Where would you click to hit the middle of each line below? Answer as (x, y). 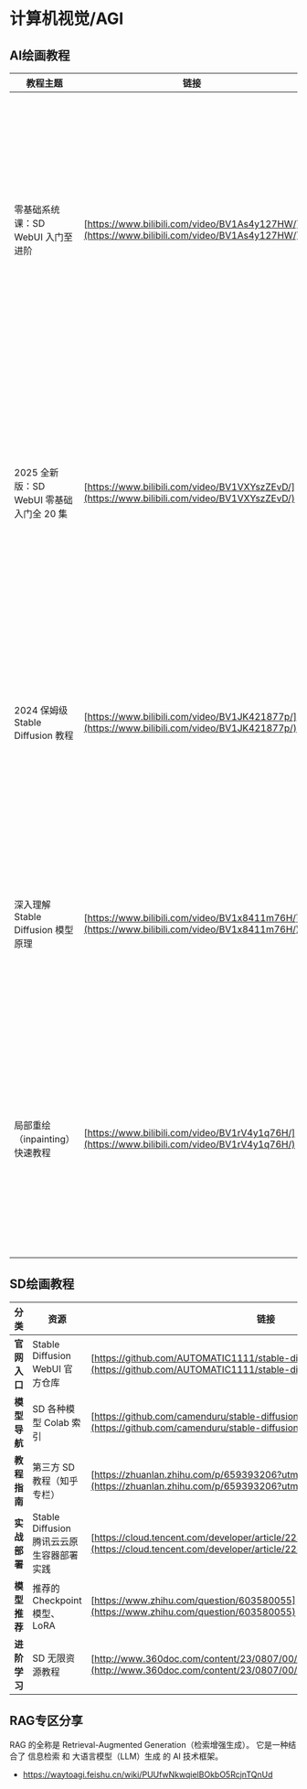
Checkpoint (57, 1600)
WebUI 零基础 (43, 500)
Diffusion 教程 (44, 735)
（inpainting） (44, 1139)
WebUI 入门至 (43, 237)
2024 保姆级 (41, 710)
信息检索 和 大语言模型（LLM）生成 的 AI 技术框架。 (125, 1756)
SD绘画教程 (42, 1285)
